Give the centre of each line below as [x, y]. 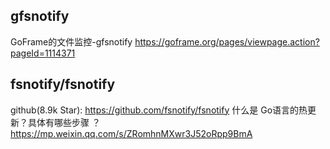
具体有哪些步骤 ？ [64, 122]
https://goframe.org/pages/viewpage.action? [227, 41]
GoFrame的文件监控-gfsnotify [71, 41]
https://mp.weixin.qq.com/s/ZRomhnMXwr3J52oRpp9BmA [131, 133]
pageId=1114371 [43, 53]
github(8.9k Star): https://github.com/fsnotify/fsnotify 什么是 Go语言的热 [159, 110]
